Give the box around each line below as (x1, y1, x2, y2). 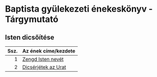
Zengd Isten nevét (22, 56, 64, 62)
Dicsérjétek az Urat (22, 64, 67, 70)
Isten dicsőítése (5, 33, 54, 41)
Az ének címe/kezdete (22, 48, 75, 54)
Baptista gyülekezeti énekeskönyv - (5, 3, 153, 15)
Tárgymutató (5, 14, 58, 25)
